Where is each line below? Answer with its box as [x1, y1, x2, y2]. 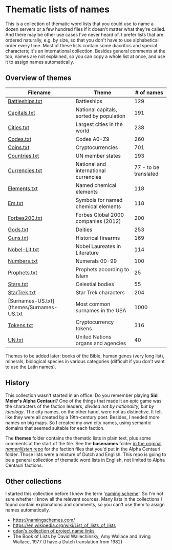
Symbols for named [75, 196, 123, 203]
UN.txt [8, 336, 24, 344]
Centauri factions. [5, 462, 44, 468]
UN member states [75, 152, 121, 159]
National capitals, [75, 106, 118, 113]
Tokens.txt [8, 321, 33, 329]
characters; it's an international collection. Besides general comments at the [5, 48, 166, 54]
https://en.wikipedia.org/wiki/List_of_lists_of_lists [12, 522, 116, 528]
